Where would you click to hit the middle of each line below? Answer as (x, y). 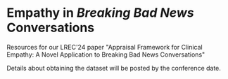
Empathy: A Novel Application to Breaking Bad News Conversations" (106, 55)
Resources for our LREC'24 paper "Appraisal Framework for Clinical (105, 47)
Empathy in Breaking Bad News (100, 13)
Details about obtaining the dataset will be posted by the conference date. (114, 68)
